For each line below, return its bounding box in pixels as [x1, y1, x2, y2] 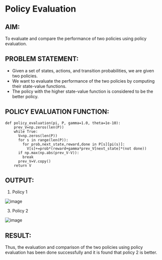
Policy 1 [12, 189, 28, 195]
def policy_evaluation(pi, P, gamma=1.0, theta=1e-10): [5, 121, 121, 125]
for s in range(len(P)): [18, 138, 69, 142]
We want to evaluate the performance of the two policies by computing [12, 78, 155, 84]
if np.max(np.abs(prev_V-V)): [18, 150, 79, 155]
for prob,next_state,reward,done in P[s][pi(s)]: [22, 142, 125, 147]
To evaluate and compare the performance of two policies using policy [5, 35, 147, 41]
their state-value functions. [12, 83, 67, 89]
